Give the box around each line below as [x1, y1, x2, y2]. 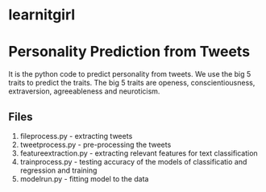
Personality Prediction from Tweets [8, 43, 251, 61]
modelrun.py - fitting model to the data [19, 173, 149, 183]
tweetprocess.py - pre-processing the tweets [19, 140, 172, 149]
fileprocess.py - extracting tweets [19, 131, 133, 140]
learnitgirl [8, 6, 76, 24]
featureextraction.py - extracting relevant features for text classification [19, 148, 258, 158]
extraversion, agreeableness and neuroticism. [8, 86, 160, 96]
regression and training [19, 165, 98, 175]
